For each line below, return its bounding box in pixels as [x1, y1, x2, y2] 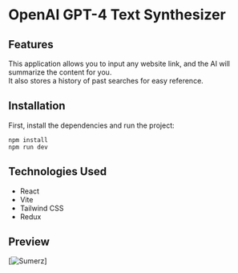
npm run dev [8, 143, 48, 151]
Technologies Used [8, 165, 107, 178]
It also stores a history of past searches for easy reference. [8, 76, 204, 85]
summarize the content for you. [8, 67, 112, 77]
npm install [8, 136, 48, 144]
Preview [8, 235, 50, 249]
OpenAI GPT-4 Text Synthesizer [8, 6, 226, 24]
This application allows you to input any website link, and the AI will [8, 59, 231, 68]
